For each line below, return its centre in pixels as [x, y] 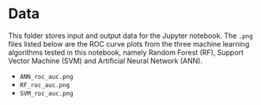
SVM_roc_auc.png [46, 93]
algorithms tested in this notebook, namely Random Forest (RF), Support [126, 52]
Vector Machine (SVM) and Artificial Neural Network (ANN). [106, 61]
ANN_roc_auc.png [46, 77]
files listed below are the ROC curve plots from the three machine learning [129, 43]
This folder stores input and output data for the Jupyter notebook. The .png [130, 36]
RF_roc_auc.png [45, 85]
